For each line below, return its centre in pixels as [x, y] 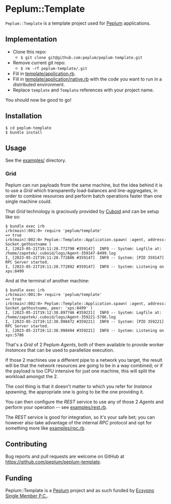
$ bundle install [24, 132]
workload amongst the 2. [32, 376]
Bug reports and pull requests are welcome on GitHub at [65, 456]
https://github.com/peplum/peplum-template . [53, 462]
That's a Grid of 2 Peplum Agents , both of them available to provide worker [85, 344]
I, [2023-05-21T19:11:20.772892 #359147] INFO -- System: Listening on [85, 267]
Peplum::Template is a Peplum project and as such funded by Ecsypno [80, 491]
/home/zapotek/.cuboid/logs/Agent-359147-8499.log [61, 253]
